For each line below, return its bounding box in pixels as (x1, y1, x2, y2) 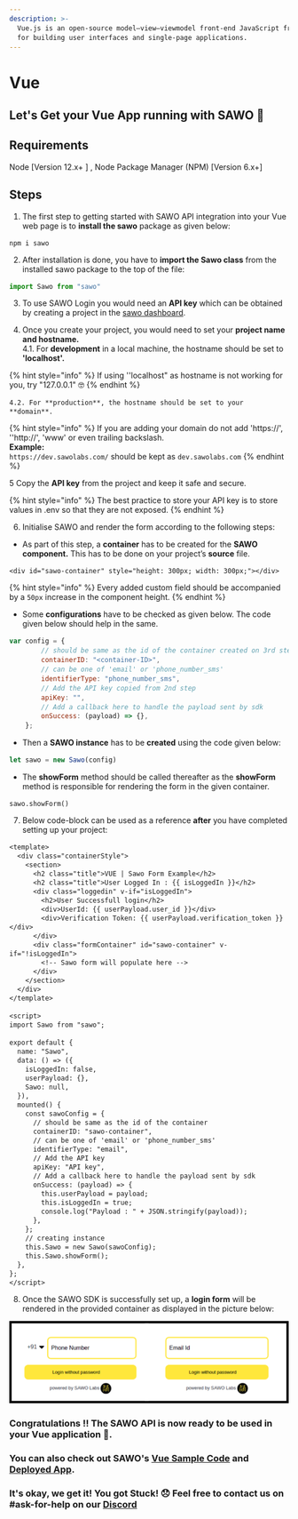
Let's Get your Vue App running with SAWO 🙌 (9, 108, 264, 123)
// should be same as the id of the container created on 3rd (41, 646, 276, 655)
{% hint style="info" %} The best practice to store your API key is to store (9, 495, 278, 506)
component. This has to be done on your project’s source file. (21, 548, 250, 559)
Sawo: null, (25, 1083, 69, 1092)
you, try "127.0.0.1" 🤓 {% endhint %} (9, 380, 141, 390)
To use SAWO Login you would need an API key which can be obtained (21, 298, 283, 308)
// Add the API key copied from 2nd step (41, 684, 197, 692)
